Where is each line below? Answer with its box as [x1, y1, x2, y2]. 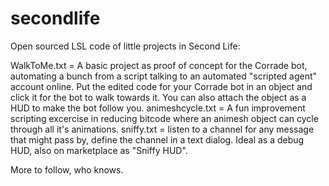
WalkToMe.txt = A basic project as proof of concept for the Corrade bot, [10, 59, 308, 71]
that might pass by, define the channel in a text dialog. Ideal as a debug [10, 133, 305, 146]
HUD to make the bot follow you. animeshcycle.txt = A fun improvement [10, 102, 306, 114]
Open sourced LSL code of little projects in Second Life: [10, 40, 241, 52]
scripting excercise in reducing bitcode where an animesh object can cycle [10, 112, 319, 124]
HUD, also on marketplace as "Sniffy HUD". [10, 144, 188, 156]
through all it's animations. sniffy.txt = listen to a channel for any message [10, 123, 315, 135]
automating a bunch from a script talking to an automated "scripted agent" [10, 70, 318, 82]
